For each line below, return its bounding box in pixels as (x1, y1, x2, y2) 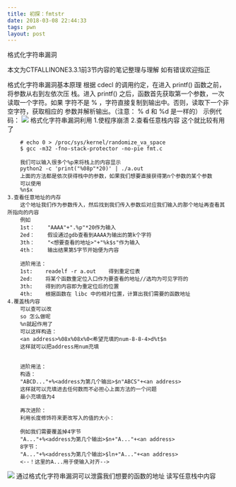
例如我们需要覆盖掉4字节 (20, 428, 81, 436)
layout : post (7, 30, 46, 38)
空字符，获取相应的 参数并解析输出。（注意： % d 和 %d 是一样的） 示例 (7, 107, 216, 116)
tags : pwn (7, 23, 37, 30)
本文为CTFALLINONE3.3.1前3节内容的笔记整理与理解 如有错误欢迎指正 (7, 65, 211, 74)
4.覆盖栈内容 (7, 298, 40, 306)
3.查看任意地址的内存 (7, 194, 61, 201)
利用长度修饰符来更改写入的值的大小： (20, 415, 115, 422)
